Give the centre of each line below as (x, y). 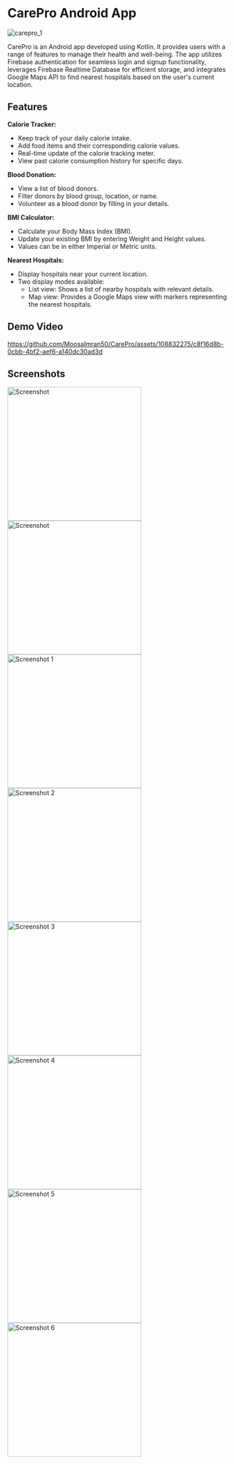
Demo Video (35, 327)
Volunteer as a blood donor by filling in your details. (93, 203)
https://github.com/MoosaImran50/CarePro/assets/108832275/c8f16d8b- (116, 344)
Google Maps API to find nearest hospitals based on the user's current (111, 77)
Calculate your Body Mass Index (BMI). (75, 231)
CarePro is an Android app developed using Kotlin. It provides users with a (117, 46)
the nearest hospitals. (60, 304)
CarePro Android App (72, 13)
